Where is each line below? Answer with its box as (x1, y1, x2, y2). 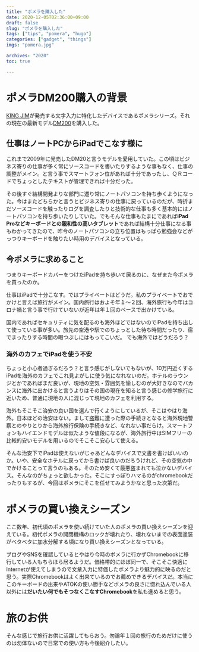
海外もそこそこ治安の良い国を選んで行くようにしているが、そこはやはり (6, 407, 183, 414)
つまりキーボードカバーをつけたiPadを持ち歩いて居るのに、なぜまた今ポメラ (6, 271, 194, 278)
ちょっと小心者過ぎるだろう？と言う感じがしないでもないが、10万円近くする (6, 365, 193, 372)
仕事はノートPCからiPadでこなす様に (6, 138, 143, 148)
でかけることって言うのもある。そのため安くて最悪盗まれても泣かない (6, 464, 177, 471)
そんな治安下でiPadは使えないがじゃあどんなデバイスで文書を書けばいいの (6, 449, 189, 457)
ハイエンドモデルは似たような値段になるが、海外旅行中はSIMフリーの (21, 430, 192, 437)
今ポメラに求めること (6, 254, 84, 264)
